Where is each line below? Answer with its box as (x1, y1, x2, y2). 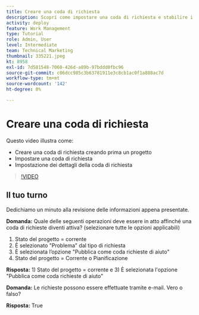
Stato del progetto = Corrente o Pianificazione (14, 254, 128, 261)
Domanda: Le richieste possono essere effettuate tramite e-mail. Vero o (6, 284, 183, 291)
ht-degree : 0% (6, 87, 42, 92)
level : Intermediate (6, 42, 58, 48)
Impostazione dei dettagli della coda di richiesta (14, 161, 133, 168)
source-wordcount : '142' (6, 81, 68, 87)
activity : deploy (6, 20, 49, 26)
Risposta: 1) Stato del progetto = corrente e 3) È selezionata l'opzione (6, 266, 178, 273)
